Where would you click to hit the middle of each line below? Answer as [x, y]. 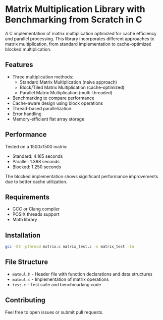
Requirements [27, 197]
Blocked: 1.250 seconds [37, 167]
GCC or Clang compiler [36, 209]
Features [19, 65]
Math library [25, 220]
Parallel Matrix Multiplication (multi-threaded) [66, 92]
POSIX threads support [36, 214]
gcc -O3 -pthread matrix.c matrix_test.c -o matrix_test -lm [70, 247]
